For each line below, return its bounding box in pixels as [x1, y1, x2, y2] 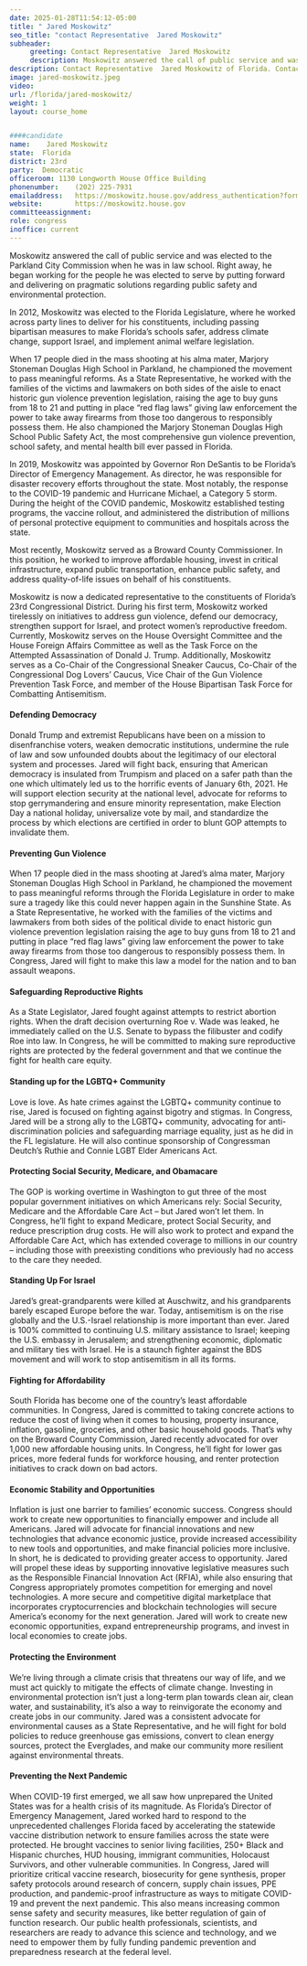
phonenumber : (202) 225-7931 [9, 182, 132, 192]
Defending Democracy [9, 710, 98, 721]
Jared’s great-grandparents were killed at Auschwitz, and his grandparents [9, 1295, 291, 1306]
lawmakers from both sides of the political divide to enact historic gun [9, 916, 272, 928]
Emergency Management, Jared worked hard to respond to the [9, 1810, 247, 1821]
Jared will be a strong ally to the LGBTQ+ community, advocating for [9, 1116, 267, 1127]
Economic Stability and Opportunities [9, 1483, 155, 1495]
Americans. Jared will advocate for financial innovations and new [9, 1523, 255, 1534]
